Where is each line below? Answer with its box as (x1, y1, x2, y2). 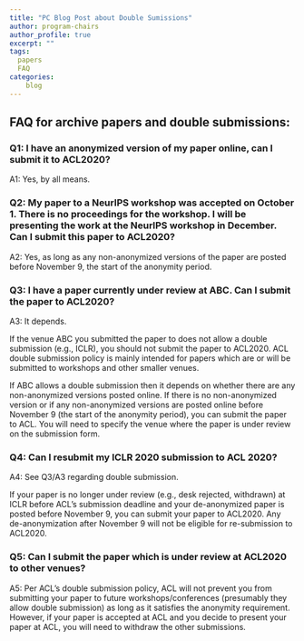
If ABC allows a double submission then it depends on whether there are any (9, 379, 296, 391)
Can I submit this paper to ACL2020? (9, 231, 175, 244)
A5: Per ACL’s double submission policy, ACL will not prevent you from (9, 583, 272, 594)
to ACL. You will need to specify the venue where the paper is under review (9, 418, 291, 429)
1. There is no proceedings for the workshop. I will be (9, 208, 247, 221)
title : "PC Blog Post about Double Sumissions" (9, 13, 193, 23)
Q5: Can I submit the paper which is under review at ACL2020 (9, 551, 288, 564)
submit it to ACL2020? (9, 153, 111, 165)
